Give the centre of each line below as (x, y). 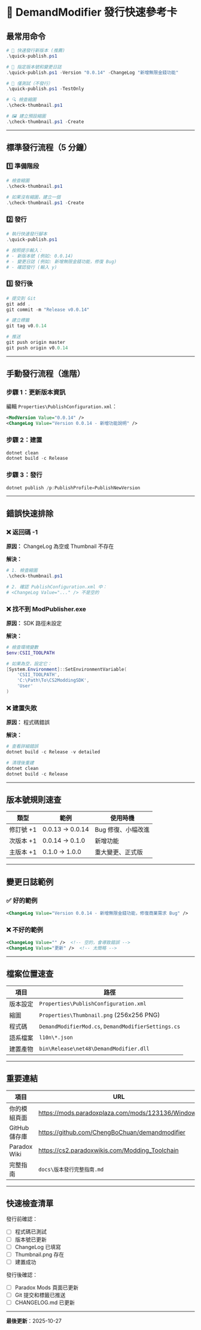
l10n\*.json (56, 1037)
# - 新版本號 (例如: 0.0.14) (40, 256)
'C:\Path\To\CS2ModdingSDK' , (53, 681)
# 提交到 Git (21, 298)
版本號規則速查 (34, 800)
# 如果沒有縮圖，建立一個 (33, 197)
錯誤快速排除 (30, 513)
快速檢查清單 (30, 1204)
